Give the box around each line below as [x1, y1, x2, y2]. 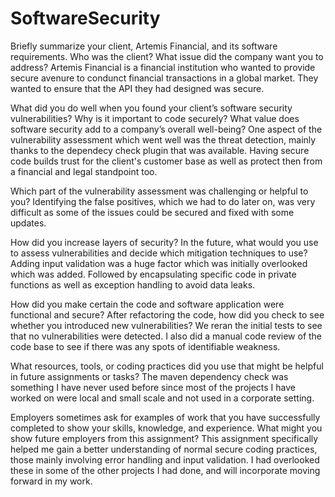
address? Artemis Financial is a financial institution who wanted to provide [10, 61, 316, 73]
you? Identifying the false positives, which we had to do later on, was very [10, 195, 316, 207]
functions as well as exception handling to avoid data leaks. [10, 278, 256, 291]
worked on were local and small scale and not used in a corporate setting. [10, 392, 315, 404]
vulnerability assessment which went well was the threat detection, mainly [10, 133, 317, 146]
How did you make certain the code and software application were [10, 298, 285, 310]
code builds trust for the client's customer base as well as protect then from [10, 155, 323, 167]
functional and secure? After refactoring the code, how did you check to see [10, 308, 325, 321]
